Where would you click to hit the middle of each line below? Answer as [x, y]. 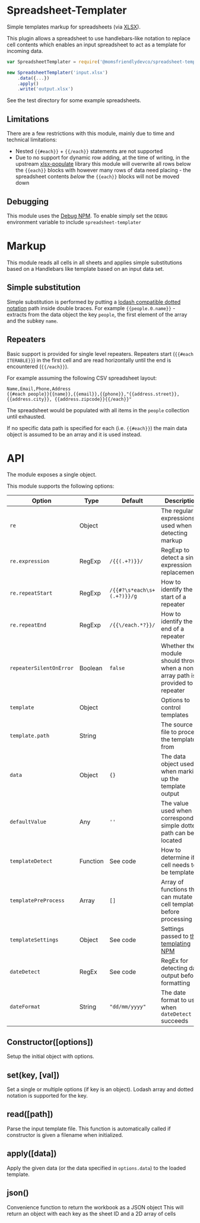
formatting [175, 983]
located [171, 840]
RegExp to [175, 550]
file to [169, 732]
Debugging [28, 202]
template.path [30, 736]
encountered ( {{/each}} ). [38, 366]
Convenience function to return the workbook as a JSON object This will [95, 1207]
